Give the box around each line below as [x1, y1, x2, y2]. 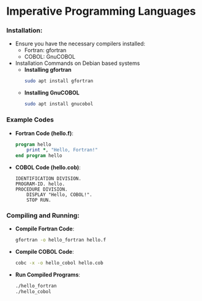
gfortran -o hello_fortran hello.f [15, 237, 107, 243]
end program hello [15, 153, 62, 159]
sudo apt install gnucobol [24, 101, 94, 107]
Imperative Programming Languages [6, 4, 196, 18]
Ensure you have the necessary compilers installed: [15, 40, 146, 47]
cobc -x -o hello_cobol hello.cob [15, 260, 103, 266]
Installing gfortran [24, 66, 72, 74]
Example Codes [6, 115, 54, 124]
